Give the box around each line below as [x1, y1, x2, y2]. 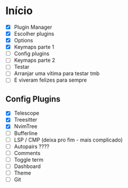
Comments [13, 149, 41, 156]
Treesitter [13, 116, 37, 123]
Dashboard [13, 163, 41, 170]
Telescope [13, 110, 39, 117]
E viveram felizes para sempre [13, 76, 87, 83]
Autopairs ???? [13, 143, 50, 150]
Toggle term [13, 156, 44, 163]
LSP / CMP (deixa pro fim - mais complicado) [13, 136, 123, 143]
